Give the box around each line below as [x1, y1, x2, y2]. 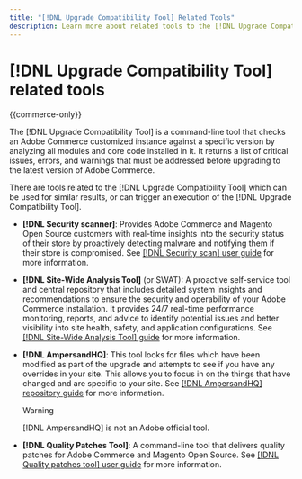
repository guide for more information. [22, 388, 164, 399]
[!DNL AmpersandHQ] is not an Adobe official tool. [22, 422, 209, 433]
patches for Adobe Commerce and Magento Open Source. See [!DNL [22, 449, 280, 460]
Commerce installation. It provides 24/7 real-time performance [22, 303, 254, 314]
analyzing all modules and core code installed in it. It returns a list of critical [9, 146, 289, 157]
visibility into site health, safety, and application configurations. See [22, 322, 272, 333]
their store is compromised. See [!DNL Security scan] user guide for [22, 248, 274, 258]
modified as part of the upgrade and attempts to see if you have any [22, 359, 276, 370]
